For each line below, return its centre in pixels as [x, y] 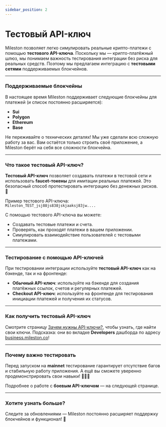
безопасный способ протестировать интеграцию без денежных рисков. [82, 186]
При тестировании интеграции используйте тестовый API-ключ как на [81, 268]
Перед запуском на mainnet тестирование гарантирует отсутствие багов [83, 366]
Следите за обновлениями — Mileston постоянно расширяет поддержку [82, 414]
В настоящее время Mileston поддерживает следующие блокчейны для [81, 97]
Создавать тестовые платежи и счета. [53, 225]
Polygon [21, 117]
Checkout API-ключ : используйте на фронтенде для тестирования [83, 294]
